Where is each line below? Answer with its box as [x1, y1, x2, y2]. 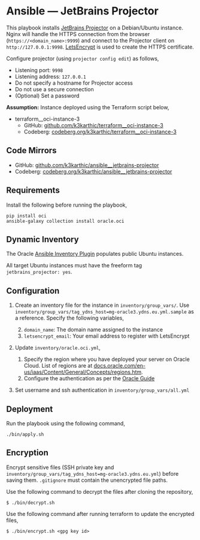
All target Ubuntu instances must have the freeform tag [6, 262, 143, 269]
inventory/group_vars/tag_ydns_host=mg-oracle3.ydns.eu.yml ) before [6, 470, 179, 477]
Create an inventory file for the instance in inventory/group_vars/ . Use [14, 302, 190, 309]
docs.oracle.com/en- [93, 362, 146, 369]
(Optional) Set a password [14, 92, 80, 99]
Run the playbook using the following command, [6, 420, 126, 427]
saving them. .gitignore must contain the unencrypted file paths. [6, 476, 168, 484]
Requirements [6, 185, 60, 196]
